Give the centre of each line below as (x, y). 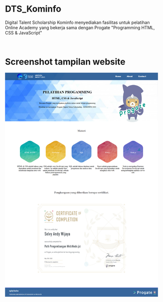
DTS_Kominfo (33, 9)
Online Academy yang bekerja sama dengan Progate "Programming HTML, (80, 27)
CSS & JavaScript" (24, 33)
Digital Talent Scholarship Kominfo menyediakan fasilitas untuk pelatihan (77, 22)
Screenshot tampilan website (65, 62)
